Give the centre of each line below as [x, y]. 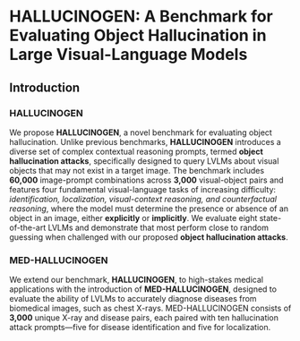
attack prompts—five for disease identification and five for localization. [140, 328]
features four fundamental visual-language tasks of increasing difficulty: [142, 189]
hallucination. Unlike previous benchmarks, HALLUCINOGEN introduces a [146, 141]
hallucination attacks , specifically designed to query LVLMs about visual [144, 161]
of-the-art [28, 227]
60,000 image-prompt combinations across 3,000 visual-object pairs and [146, 180]
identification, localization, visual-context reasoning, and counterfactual [143, 199]
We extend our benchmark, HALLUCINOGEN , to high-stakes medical [137, 280]
